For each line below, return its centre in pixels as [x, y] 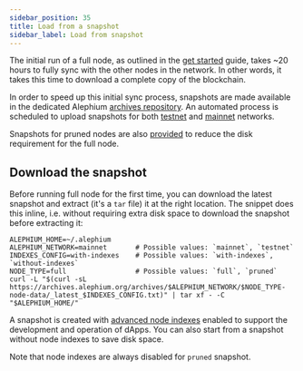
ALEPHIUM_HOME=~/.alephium [60, 240]
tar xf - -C [202, 296]
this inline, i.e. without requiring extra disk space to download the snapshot [150, 213]
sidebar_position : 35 [50, 18]
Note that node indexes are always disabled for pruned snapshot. [130, 357]
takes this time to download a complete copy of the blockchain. [128, 80]
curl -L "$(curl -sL [49, 279]
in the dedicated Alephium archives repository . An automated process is [144, 107]
